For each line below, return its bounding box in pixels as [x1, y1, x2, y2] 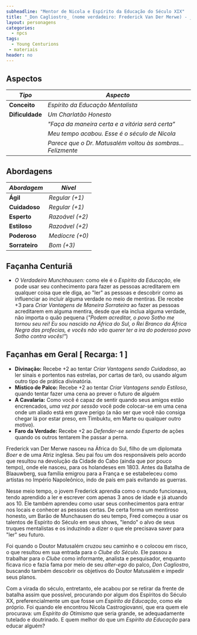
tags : [6, 36, 19, 42]
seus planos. [6, 573, 37, 581]
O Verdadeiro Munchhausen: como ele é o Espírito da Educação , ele [14, 276, 181, 284]
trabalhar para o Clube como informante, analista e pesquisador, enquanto [6, 555, 186, 562]
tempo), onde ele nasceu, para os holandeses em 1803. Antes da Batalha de [6, 463, 190, 470]
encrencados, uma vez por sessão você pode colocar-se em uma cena [14, 402, 188, 409]
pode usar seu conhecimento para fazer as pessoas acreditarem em [14, 283, 180, 290]
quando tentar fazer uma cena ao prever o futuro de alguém [14, 390, 160, 397]
